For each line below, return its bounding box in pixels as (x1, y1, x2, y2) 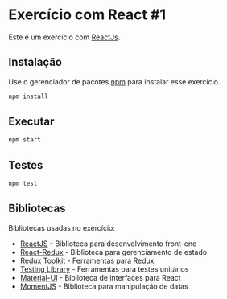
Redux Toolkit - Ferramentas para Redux (19, 256, 155, 265)
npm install (8, 92, 48, 100)
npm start (8, 136, 42, 144)
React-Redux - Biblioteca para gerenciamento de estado (19, 247, 208, 256)
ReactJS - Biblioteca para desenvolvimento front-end (19, 239, 197, 248)
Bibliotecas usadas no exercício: (8, 223, 115, 232)
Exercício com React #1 (8, 6, 167, 24)
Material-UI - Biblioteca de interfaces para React (19, 272, 181, 282)
